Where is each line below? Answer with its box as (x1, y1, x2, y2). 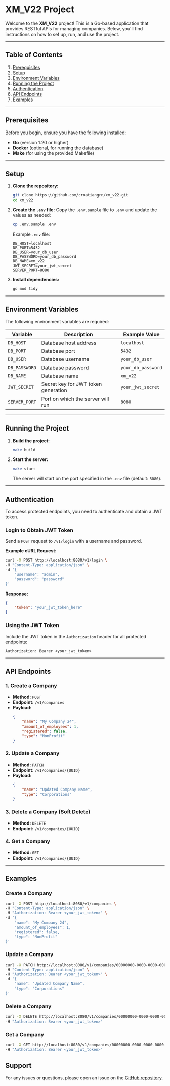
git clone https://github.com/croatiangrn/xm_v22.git (12, 193, 129, 198)
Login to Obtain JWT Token (5, 526, 73, 534)
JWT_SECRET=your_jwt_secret (12, 263, 72, 268)
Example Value (123, 331, 160, 338)
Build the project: (12, 438, 50, 444)
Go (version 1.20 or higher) (12, 139, 69, 145)
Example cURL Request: (5, 548, 57, 554)
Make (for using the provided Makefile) (12, 150, 95, 156)
